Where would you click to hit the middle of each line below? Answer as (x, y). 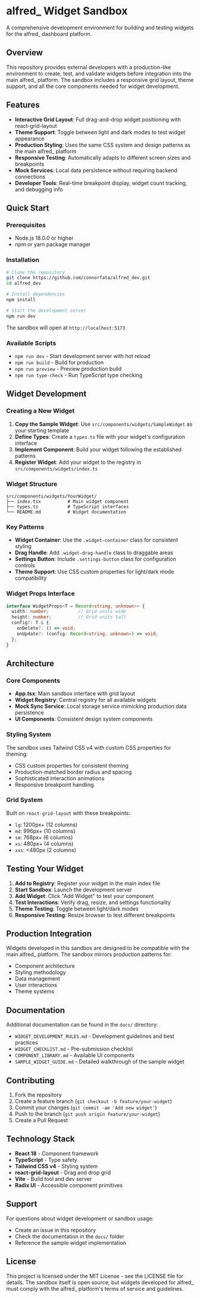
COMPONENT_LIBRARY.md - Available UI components (75, 1055)
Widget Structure (32, 484)
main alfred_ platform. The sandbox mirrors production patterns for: (89, 954)
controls (25, 566)
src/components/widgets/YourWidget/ (51, 496)
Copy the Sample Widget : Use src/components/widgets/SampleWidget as (104, 424)
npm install (21, 300)
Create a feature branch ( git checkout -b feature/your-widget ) (93, 1101)
